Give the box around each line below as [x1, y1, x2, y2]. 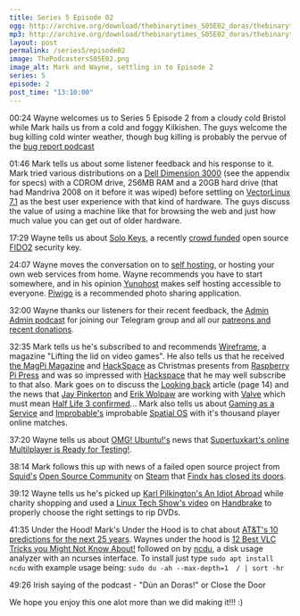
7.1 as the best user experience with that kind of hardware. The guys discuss [9, 196, 290, 206]
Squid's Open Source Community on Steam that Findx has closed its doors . [9, 470, 287, 481]
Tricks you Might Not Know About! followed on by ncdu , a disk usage [9, 543, 263, 554]
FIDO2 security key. [9, 242, 82, 253]
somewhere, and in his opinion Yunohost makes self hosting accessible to [9, 278, 281, 288]
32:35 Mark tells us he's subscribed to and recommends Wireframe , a [9, 341, 267, 352]
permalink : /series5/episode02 [9, 46, 126, 55]
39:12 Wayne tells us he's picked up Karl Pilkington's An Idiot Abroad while [9, 487, 284, 498]
